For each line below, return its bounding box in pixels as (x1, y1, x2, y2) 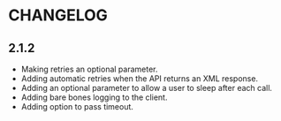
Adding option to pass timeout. (20, 102, 134, 111)
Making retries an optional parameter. (20, 64, 158, 74)
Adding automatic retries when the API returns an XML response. (20, 73, 258, 84)
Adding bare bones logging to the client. (20, 92, 168, 102)
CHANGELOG (8, 5, 108, 26)
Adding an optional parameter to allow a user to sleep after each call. (20, 83, 273, 93)
